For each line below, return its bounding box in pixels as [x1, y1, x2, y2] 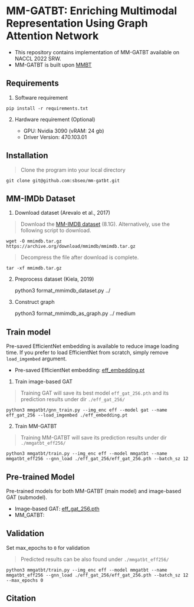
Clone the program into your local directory [20, 166, 126, 173]
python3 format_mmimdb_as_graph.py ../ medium [14, 310, 136, 317]
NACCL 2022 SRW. [14, 55, 61, 62]
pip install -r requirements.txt [6, 105, 88, 111]
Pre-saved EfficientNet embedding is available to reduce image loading [6, 343, 179, 350]
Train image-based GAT [14, 378, 73, 385]
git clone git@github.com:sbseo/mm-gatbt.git [6, 178, 120, 183]
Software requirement [14, 94, 68, 101]
